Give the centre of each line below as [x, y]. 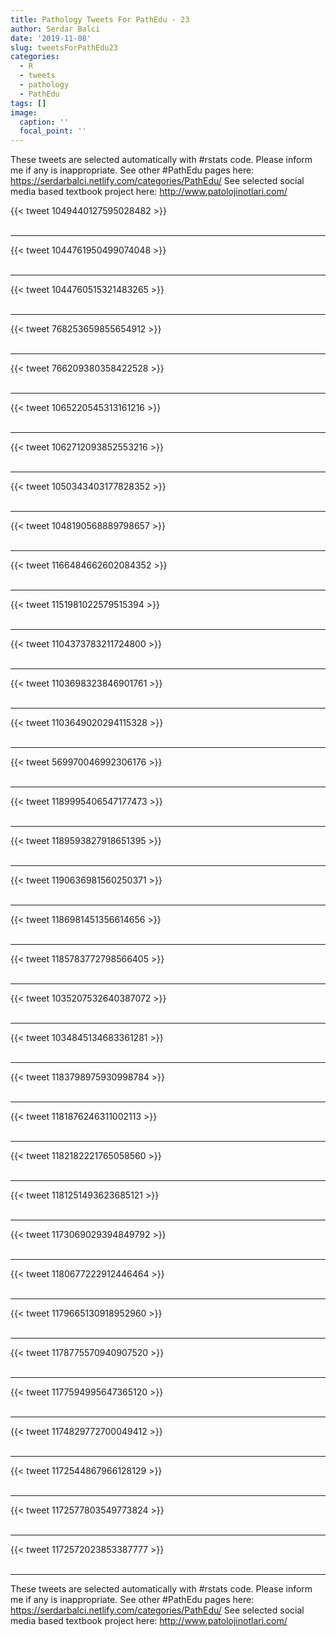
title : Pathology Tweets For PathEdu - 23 [100, 19]
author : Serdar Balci [55, 29]
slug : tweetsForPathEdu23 [64, 47]
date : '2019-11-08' [51, 38]
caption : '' [44, 122]
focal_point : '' [53, 131]
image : [24, 112]
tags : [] [28, 103]
